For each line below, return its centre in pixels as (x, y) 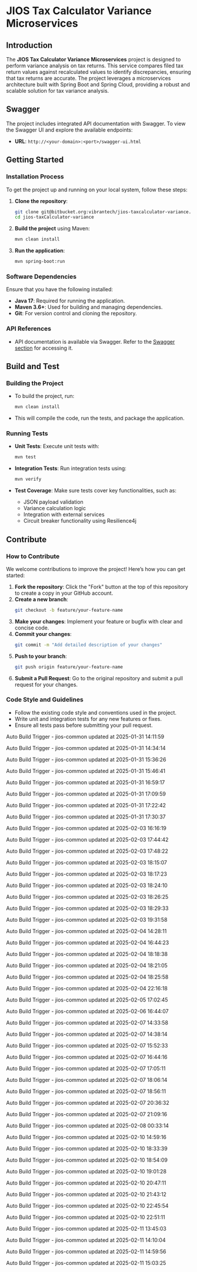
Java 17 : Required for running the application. (70, 301)
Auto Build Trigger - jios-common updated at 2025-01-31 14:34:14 (86, 748)
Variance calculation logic (55, 508)
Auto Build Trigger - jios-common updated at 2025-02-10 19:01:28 (86, 1171)
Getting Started (35, 160)
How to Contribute (33, 556)
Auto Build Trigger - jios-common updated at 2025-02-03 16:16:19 (86, 828)
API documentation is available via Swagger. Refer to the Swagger (95, 341)
